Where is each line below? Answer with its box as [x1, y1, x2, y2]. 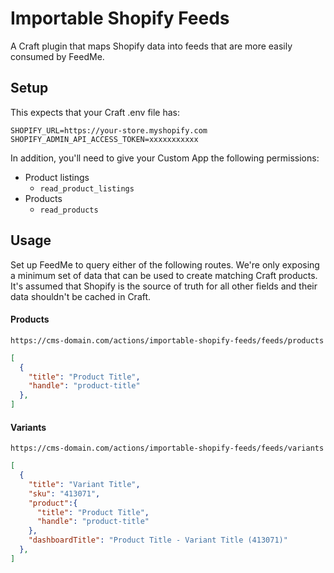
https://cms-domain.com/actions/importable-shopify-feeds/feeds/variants [10, 443, 325, 454]
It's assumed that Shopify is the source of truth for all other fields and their [10, 280, 318, 292]
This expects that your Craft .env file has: [10, 106, 181, 118]
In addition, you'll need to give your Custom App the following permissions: [10, 152, 320, 164]
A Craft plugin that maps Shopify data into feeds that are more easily [10, 40, 293, 52]
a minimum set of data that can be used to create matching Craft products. [10, 269, 318, 281]
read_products [39, 205, 99, 215]
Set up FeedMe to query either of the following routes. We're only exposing [10, 258, 320, 271]
